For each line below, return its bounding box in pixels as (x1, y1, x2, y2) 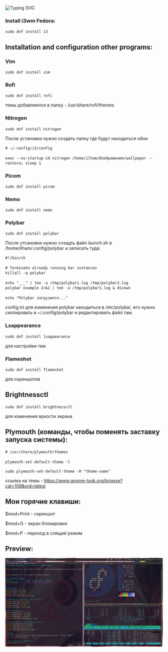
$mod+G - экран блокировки (5, 520, 67, 526)
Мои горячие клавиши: (5, 497, 81, 506)
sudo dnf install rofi (5, 93, 52, 98)
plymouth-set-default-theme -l (5, 459, 70, 464)
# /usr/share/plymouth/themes (5, 449, 68, 454)
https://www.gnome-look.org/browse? (43, 477, 123, 483)
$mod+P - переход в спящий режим (5, 530, 82, 536)
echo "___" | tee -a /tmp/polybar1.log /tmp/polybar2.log (5, 280, 128, 285)
